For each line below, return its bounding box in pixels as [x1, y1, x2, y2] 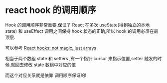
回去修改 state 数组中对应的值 [15, 62, 76, 68]
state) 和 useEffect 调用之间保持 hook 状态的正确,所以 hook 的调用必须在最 [5, 28, 159, 34]
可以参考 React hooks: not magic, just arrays [5, 45, 96, 51]
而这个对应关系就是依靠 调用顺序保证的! [5, 72, 86, 78]
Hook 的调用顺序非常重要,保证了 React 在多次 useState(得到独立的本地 [5, 22, 150, 28]
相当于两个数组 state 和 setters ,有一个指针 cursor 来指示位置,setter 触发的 [5, 55, 158, 61]
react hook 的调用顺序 [5, 4, 96, 16]
